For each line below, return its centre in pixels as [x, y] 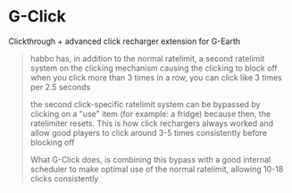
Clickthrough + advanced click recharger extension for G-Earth [125, 41]
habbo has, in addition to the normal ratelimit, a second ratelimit [147, 58]
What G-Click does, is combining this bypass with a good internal [150, 159]
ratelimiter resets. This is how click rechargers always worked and [152, 123]
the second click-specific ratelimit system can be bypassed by [145, 104]
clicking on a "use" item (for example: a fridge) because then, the [150, 113]
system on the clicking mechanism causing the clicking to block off [154, 68]
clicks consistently [64, 178]
